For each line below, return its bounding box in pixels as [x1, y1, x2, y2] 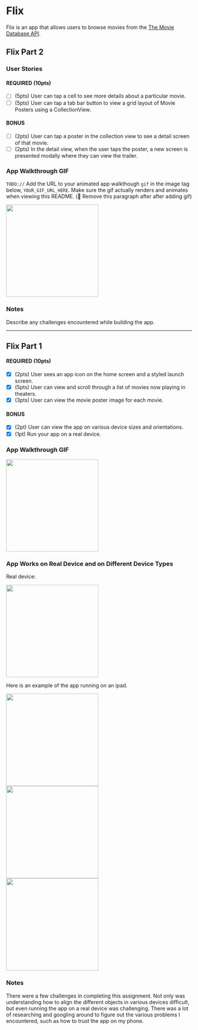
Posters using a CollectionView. [14, 106, 91, 113]
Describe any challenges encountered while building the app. [6, 318, 155, 325]
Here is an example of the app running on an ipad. [6, 682, 128, 689]
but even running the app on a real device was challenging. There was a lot [6, 1005, 189, 1012]
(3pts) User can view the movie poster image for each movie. [14, 397, 164, 404]
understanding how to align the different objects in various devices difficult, [6, 998, 190, 1005]
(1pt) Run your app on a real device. [14, 430, 101, 438]
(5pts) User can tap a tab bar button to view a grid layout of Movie [14, 99, 176, 106]
